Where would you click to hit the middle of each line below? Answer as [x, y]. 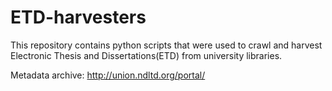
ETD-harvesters [78, 17]
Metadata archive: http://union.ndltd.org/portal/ [108, 75]
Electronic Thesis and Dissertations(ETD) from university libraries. [146, 55]
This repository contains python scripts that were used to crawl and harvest [166, 45]
